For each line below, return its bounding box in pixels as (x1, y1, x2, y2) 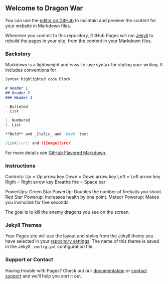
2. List (5, 122, 22, 127)
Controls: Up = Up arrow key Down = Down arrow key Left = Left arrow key (5, 174, 160, 180)
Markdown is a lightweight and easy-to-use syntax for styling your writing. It (5, 62, 163, 68)
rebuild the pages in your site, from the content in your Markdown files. (5, 38, 152, 44)
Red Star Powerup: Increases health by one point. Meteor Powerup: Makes (5, 194, 159, 200)
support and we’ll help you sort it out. (5, 273, 82, 279)
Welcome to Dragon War (5, 4, 83, 13)
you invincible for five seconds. (5, 199, 70, 205)
